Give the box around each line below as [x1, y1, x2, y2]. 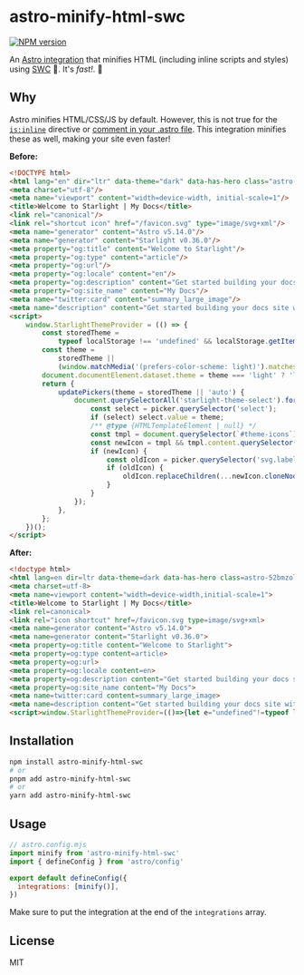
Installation [9, 733, 74, 749]
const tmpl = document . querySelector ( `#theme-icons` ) [90, 429, 298, 439]
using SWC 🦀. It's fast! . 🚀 [9, 63, 103, 74]
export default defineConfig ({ [9, 873, 128, 882]
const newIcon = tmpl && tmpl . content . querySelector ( [90, 438, 298, 447]
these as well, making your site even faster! [9, 133, 171, 144]
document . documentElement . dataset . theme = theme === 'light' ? [42, 370, 285, 380]
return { [42, 379, 75, 388]
